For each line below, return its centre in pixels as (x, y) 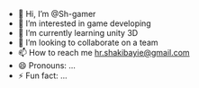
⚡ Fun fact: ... (42, 75)
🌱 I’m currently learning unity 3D (78, 33)
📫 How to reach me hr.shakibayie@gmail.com (104, 53)
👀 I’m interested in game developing (84, 23)
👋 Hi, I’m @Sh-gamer (57, 14)
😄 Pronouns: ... (47, 66)
